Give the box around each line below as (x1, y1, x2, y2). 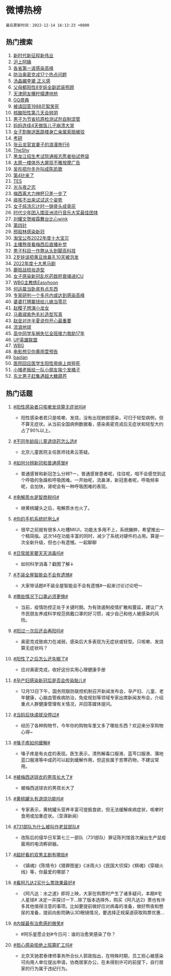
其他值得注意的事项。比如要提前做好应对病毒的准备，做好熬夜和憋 (25, 903, 164, 909)
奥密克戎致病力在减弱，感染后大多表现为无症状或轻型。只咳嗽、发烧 (20, 638, 164, 644)
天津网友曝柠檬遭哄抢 (13, 90, 58, 97)
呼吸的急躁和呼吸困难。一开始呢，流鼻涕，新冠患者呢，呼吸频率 (25, 477, 159, 483)
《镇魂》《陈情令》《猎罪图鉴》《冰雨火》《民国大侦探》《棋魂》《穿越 (20, 862, 159, 868)
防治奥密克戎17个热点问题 (13, 71, 67, 77)
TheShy (13, 147, 30, 153)
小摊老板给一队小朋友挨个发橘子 (13, 366, 80, 372)
